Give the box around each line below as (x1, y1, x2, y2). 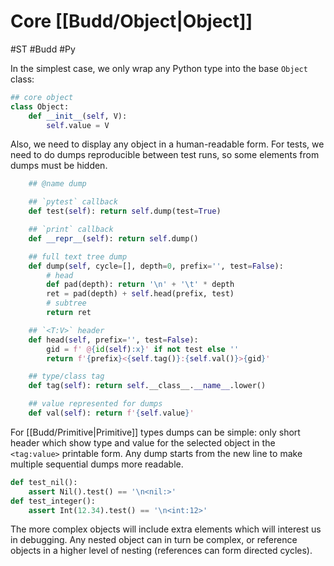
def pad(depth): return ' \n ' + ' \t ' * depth (46, 280, 235, 290)
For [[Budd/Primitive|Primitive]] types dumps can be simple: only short (10, 426, 301, 438)
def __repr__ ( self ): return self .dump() (28, 233, 199, 244)
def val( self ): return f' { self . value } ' (28, 408, 195, 419)
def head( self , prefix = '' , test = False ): (28, 335, 199, 345)
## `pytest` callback (28, 197, 118, 207)
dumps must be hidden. (10, 160, 108, 172)
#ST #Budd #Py (10, 43, 76, 55)
